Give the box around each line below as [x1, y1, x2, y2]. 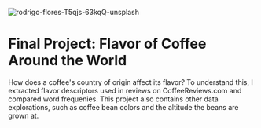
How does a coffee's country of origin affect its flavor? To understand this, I [8, 77, 253, 86]
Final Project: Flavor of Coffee [8, 35, 207, 53]
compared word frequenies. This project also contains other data [8, 94, 219, 104]
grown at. [8, 111, 39, 120]
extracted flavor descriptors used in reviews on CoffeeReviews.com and [8, 86, 242, 95]
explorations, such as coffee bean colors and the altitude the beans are [8, 102, 239, 112]
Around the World [8, 52, 127, 70]
